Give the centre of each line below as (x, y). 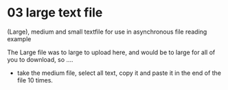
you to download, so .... (40, 59)
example (19, 38)
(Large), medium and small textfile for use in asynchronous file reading (107, 32)
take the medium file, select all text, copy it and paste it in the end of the (119, 73)
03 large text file (55, 13)
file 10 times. (35, 80)
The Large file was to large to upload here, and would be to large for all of (111, 52)
